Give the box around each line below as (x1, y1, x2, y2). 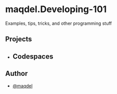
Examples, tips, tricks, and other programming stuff (5, 20, 112, 26)
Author (5, 69, 28, 78)
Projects (5, 35, 32, 43)
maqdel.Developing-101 (5, 4, 107, 15)
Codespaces (12, 52, 53, 61)
